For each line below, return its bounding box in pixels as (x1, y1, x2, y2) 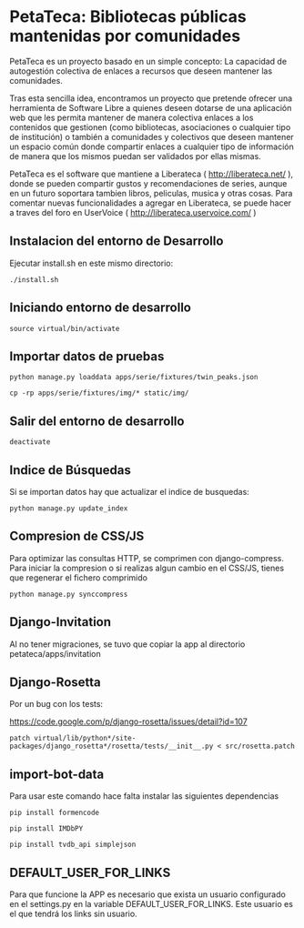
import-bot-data (9, 766, 105, 782)
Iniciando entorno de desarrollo (9, 300, 191, 316)
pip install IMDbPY (9, 824, 84, 833)
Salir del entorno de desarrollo (9, 413, 185, 429)
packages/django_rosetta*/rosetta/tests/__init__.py (9, 741, 214, 751)
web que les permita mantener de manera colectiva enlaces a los (9, 112, 254, 123)
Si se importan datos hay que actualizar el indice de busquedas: (9, 487, 250, 497)
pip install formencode (9, 808, 100, 818)
